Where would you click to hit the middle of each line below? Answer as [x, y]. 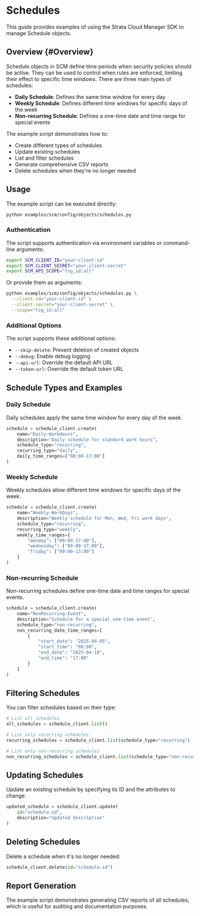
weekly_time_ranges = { [43, 535]
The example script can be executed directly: [62, 204]
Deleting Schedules [43, 842]
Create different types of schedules [58, 145]
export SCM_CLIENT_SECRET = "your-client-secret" [66, 266]
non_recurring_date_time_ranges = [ [60, 630]
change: [16, 796]
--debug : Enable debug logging [52, 356]
